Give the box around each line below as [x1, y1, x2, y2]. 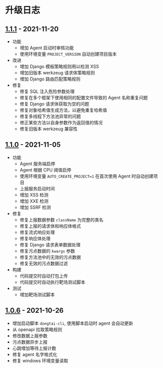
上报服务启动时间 [19, 185, 55, 191]
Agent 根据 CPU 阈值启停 [19, 167, 72, 173]
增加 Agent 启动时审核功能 [19, 45, 74, 50]
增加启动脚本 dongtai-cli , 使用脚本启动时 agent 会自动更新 [12, 320, 133, 326]
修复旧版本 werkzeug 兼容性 [19, 126, 78, 132]
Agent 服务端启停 [19, 161, 56, 167]
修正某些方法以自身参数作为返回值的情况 [19, 120, 103, 125]
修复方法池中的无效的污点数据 [19, 254, 81, 260]
